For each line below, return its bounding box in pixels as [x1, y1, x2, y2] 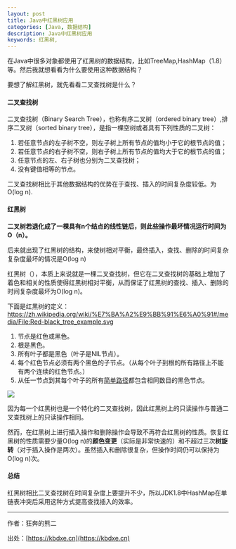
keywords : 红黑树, [7, 37, 58, 44]
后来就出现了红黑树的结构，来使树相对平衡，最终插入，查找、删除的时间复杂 [7, 246, 229, 254]
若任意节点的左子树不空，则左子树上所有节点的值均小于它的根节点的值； [17, 139, 227, 147]
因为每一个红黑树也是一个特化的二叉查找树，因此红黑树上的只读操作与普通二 [7, 404, 229, 412]
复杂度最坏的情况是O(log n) [7, 254, 86, 263]
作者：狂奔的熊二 [7, 519, 57, 527]
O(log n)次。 [7, 454, 44, 462]
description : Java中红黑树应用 [7, 30, 93, 37]
